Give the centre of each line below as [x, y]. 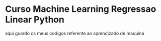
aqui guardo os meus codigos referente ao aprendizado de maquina [75, 33]
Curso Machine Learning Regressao [81, 9]
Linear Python [35, 20]
